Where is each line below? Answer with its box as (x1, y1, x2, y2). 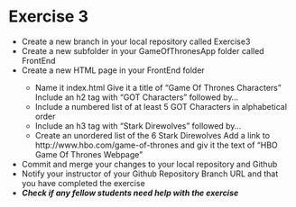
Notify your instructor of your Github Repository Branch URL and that (21, 168, 279, 179)
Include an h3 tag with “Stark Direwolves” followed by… (34, 120, 242, 131)
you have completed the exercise (21, 177, 145, 188)
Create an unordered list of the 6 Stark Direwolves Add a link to (34, 130, 271, 140)
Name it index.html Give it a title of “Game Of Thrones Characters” (34, 82, 282, 93)
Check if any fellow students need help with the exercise (21, 187, 239, 198)
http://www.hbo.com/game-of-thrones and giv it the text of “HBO (34, 139, 279, 150)
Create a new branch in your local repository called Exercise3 (21, 36, 251, 47)
